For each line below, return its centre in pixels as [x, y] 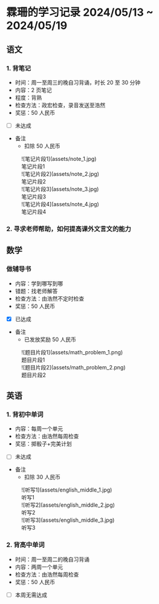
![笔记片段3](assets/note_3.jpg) [60, 189]
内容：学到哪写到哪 [39, 283]
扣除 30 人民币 [42, 477]
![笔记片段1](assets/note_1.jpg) [59, 158]
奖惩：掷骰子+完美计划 [44, 444]
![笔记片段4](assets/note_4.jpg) [60, 204]
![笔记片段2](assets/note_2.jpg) [60, 174]
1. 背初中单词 [25, 414]
